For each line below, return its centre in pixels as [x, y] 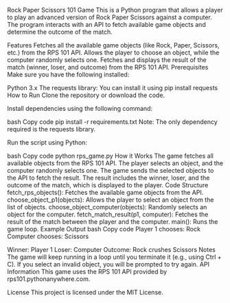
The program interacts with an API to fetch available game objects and [106, 24]
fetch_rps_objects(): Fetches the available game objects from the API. [105, 192]
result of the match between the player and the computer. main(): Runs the [113, 222]
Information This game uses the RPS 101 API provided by [87, 272]
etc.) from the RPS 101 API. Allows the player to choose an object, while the [113, 52]
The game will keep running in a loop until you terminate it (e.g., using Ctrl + [114, 257]
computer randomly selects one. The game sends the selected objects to [111, 170]
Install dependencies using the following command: [80, 108]
